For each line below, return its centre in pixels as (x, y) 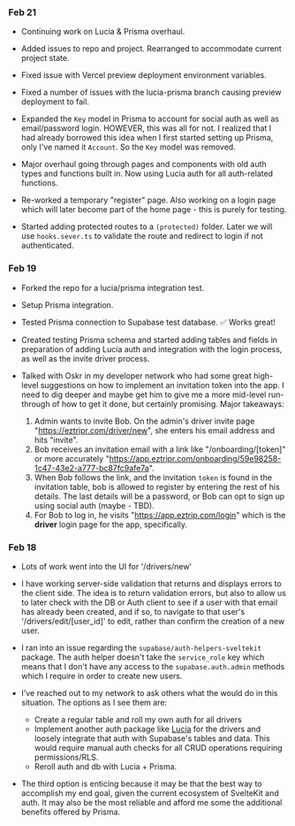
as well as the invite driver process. (85, 358)
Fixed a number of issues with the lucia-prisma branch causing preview (151, 92)
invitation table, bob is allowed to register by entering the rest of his (157, 486)
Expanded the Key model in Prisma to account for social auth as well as (150, 119)
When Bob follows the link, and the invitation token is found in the (153, 477)
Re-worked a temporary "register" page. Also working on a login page (148, 200)
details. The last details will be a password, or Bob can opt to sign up (159, 496)
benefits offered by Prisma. (71, 812)
